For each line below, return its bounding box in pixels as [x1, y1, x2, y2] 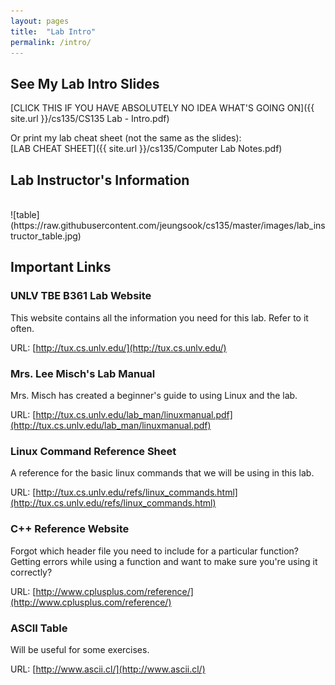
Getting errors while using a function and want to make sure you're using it [10, 555, 318, 567]
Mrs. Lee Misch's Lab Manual [10, 366, 156, 380]
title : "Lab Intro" [10, 26, 97, 37]
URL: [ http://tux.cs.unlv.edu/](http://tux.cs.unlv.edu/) [10, 341, 227, 354]
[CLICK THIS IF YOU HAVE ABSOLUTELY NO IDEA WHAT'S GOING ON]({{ [10, 102, 315, 114]
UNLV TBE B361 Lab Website [10, 289, 152, 303]
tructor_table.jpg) [10, 230, 82, 242]
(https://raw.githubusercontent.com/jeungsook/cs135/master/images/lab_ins [10, 220, 326, 231]
